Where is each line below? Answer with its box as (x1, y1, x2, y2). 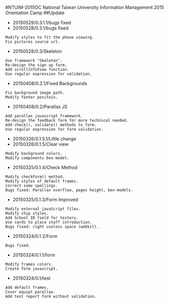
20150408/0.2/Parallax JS (12, 104, 68, 109)
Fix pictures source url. (5, 39, 60, 44)
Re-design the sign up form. (5, 63, 67, 68)
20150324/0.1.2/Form (12, 233, 58, 239)
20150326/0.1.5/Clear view (12, 141, 69, 147)
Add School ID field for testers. (5, 215, 79, 220)
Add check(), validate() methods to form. (5, 122, 97, 127)
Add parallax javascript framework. (5, 114, 83, 119)
